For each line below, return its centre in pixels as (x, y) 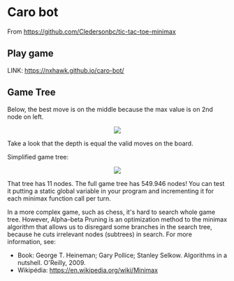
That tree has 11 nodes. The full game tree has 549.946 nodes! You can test (116, 183)
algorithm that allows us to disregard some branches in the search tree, (110, 226)
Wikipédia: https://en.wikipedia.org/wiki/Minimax (88, 270)
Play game (30, 53)
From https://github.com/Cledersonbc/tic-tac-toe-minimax (92, 31)
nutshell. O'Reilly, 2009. (51, 262)
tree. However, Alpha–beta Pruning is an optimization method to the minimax (117, 219)
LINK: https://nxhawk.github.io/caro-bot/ (66, 70)
